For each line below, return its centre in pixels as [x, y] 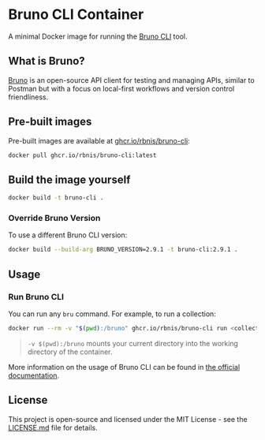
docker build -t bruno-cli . [56, 198]
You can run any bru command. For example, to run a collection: [112, 314]
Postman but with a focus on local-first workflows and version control [121, 88]
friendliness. [28, 97]
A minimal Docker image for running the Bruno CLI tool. [98, 36]
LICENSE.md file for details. [53, 427]
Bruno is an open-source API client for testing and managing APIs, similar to [131, 80]
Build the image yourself [69, 179]
